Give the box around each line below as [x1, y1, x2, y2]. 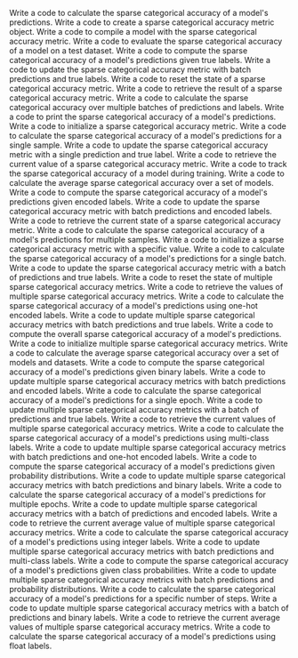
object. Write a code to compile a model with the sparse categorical [9, 27, 258, 36]
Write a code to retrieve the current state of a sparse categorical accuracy [9, 215, 282, 226]
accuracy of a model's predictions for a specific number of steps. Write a [9, 593, 278, 604]
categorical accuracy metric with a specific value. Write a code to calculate [9, 244, 285, 254]
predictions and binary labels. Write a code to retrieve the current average [9, 613, 280, 622]
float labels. [9, 640, 52, 651]
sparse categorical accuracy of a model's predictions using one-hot [9, 301, 258, 310]
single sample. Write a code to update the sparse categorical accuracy [9, 140, 269, 150]
